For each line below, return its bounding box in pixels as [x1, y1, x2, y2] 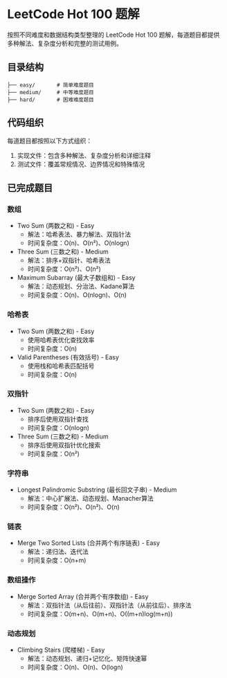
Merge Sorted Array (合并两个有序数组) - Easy [17, 592, 149, 600]
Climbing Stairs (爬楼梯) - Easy [17, 645, 105, 654]
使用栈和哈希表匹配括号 [27, 362, 95, 370]
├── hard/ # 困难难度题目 [7, 96, 95, 103]
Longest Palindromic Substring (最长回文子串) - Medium [17, 485, 177, 494]
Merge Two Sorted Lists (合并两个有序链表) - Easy [17, 539, 161, 547]
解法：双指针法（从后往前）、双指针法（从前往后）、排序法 [27, 600, 192, 609]
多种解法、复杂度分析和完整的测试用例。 [7, 39, 122, 47]
